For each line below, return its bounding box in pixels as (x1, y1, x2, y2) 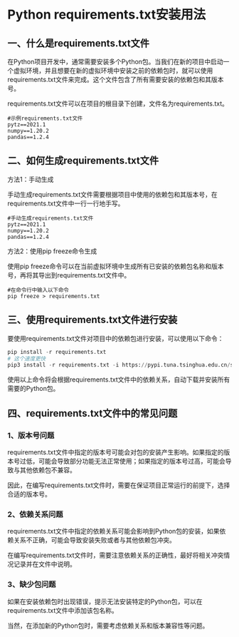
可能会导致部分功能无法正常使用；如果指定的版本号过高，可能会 (38, 457, 225, 465)
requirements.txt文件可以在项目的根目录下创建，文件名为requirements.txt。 (7, 99, 229, 108)
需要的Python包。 (7, 384, 60, 393)
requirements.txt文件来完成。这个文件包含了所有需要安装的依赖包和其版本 (7, 76, 224, 83)
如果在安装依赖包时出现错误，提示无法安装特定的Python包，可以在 (7, 597, 203, 606)
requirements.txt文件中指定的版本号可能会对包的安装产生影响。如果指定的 (7, 447, 224, 457)
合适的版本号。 (7, 489, 51, 498)
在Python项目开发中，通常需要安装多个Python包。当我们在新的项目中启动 (7, 58, 224, 66)
